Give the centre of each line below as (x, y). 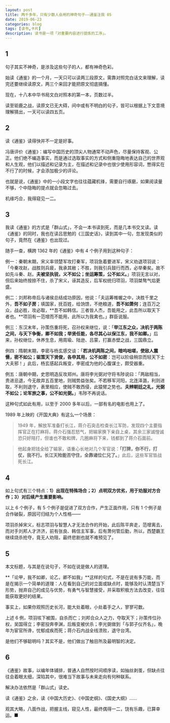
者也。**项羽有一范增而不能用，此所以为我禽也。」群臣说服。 (69, 316)
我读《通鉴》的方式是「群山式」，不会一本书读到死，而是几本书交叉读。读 (82, 227)
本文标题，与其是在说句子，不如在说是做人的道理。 (58, 567)
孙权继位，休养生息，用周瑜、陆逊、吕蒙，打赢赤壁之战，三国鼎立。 (85, 340)
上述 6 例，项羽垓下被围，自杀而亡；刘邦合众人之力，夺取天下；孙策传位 (81, 618)
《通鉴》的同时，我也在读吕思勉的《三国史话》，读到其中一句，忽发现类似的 (84, 234)
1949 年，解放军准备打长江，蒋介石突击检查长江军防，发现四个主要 (88, 425)
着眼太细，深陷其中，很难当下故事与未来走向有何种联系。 (74, 676)
